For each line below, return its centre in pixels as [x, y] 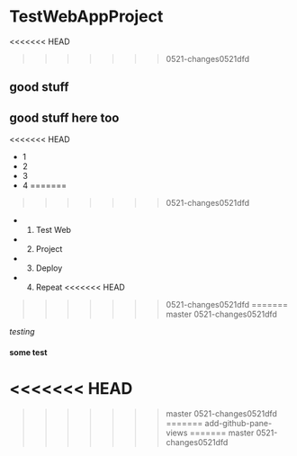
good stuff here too [64, 117]
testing [22, 332]
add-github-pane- [238, 423]
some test [28, 352]
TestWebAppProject [86, 17]
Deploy [49, 268]
